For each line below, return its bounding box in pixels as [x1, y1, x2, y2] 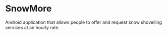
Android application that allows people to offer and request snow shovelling [5, 19, 162, 25]
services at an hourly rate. [5, 24, 60, 30]
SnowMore [5, 3, 52, 14]
